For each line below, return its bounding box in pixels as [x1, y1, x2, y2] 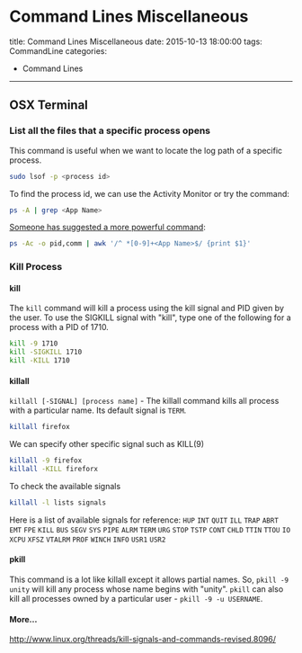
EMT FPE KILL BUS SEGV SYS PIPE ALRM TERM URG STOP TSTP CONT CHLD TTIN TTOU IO [9, 525, 290, 534]
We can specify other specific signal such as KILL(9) [9, 439, 205, 450]
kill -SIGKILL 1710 [9, 348, 83, 357]
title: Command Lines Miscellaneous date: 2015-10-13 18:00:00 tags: [9, 36, 262, 47]
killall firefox [9, 423, 70, 432]
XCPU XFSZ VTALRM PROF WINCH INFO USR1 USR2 [9, 535, 166, 544]
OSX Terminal [9, 97, 88, 113]
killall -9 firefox [9, 456, 83, 465]
